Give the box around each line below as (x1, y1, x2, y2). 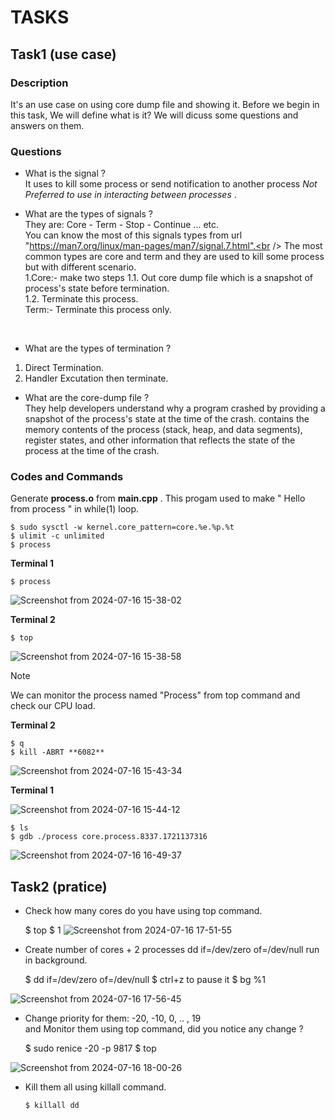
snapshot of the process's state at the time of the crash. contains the (24, 413, 310, 425)
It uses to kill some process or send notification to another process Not (24, 178, 318, 190)
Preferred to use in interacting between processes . (24, 189, 237, 201)
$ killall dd (24, 1101, 80, 1111)
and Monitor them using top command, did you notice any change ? (24, 1023, 304, 1035)
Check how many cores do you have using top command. (24, 905, 263, 917)
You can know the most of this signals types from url (24, 229, 243, 241)
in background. (24, 954, 88, 966)
